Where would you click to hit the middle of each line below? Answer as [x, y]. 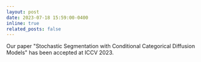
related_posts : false [34, 29]
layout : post [23, 12]
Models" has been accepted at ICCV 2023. [60, 53]
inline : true [23, 23]
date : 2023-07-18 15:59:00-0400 [47, 18]
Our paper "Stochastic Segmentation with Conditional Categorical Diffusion [101, 46]
